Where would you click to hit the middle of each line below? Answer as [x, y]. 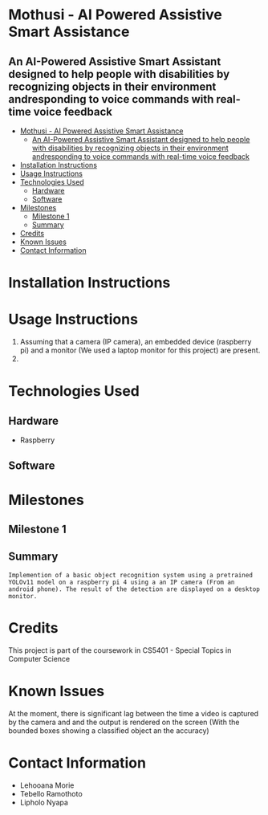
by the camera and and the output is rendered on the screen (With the [124, 722]
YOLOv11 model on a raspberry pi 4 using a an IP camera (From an [122, 582]
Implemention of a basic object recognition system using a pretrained [130, 575]
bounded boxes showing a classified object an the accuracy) [109, 730]
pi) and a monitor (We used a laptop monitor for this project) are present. [140, 350]
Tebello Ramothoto [51, 793]
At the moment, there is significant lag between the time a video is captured [134, 713]
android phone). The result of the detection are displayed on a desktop [134, 589]
